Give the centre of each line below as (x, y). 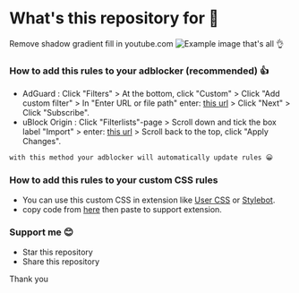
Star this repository (58, 252)
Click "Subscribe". (56, 113)
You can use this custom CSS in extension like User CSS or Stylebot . (149, 200)
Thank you (29, 279)
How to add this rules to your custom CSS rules (114, 180)
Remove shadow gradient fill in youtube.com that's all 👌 (147, 43)
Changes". (41, 142)
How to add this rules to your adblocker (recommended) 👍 (139, 71)
